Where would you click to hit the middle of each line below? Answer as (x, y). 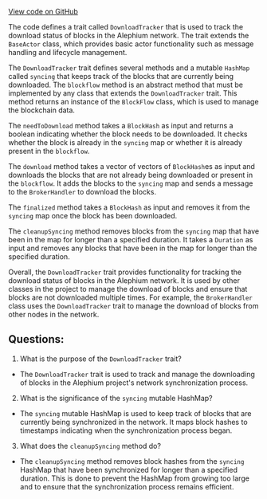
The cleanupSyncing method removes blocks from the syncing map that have (134, 231)
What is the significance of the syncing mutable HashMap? (116, 398)
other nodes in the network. (54, 314)
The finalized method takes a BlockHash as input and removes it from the (129, 207)
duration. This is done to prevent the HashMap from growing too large (134, 478)
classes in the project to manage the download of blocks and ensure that (128, 289)
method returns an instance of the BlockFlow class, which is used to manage (133, 102)
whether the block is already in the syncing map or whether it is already (126, 142)
